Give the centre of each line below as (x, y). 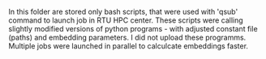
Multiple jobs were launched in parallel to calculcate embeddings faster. (129, 46)
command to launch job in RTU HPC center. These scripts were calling (126, 20)
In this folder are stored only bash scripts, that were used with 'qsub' (123, 12)
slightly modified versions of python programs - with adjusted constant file (133, 29)
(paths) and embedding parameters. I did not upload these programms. (127, 37)
